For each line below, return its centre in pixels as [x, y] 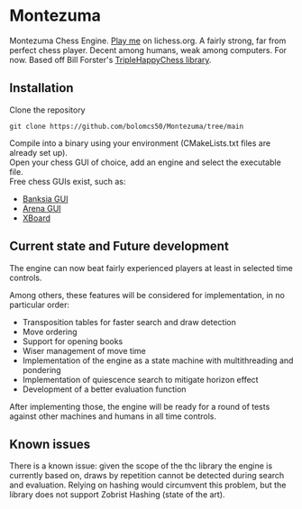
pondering [41, 369]
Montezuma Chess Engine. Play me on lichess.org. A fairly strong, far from [148, 41]
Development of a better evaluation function [104, 389]
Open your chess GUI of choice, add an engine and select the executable [145, 162]
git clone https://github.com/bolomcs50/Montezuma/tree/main [127, 126]
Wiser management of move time [84, 350]
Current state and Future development [119, 246]
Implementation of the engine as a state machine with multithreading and [158, 360]
